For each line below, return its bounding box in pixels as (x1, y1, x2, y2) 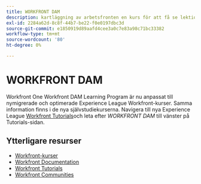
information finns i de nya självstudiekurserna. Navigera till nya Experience (6, 105, 190, 113)
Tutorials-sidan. (6, 118, 45, 126)
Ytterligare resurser (6, 136, 82, 146)
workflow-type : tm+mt (6, 31, 60, 37)
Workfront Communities (14, 171, 74, 178)
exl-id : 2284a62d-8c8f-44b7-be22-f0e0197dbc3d (6, 20, 124, 26)
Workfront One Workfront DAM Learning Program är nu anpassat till (6, 93, 173, 100)
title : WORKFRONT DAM (6, 8, 60, 15)
